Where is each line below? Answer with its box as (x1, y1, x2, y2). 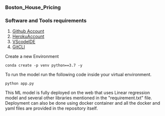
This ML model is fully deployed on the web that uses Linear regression (5, 90, 150, 96)
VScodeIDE (12, 39, 35, 45)
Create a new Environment (5, 54, 59, 59)
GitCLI (12, 44, 26, 50)
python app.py (5, 81, 34, 86)
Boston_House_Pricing (5, 4, 61, 11)
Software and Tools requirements (5, 17, 87, 24)
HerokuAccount (12, 33, 44, 39)
